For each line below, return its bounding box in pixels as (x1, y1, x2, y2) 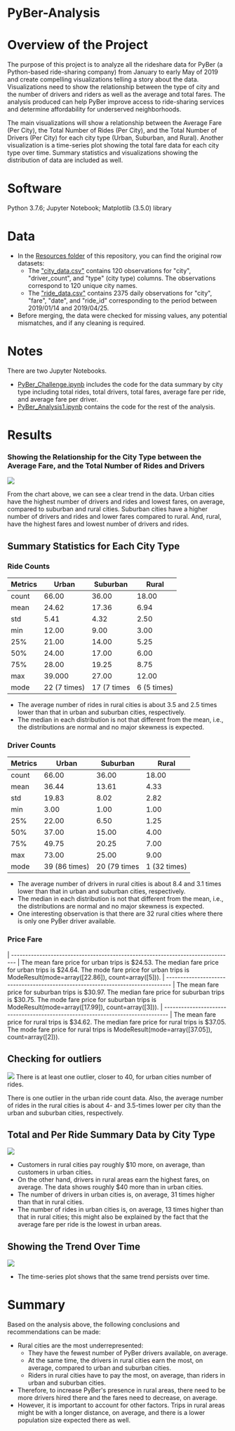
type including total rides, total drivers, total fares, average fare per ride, (17, 388, 227, 396)
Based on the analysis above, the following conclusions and (7, 1320, 180, 1328)
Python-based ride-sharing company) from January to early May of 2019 (7, 68, 219, 77)
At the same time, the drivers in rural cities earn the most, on (27, 1357, 203, 1365)
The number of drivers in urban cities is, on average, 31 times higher (17, 1190, 215, 1199)
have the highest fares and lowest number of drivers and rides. (7, 520, 189, 528)
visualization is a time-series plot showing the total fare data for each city (7, 141, 220, 150)
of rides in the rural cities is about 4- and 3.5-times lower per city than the (7, 1101, 221, 1109)
